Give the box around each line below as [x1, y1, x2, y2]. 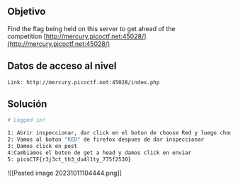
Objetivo [7, 6, 46, 18]
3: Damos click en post [7, 143, 78, 150]
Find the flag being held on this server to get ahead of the [7, 24, 176, 33]
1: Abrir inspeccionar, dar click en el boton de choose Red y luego [7, 130, 217, 137]
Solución [7, 98, 47, 110]
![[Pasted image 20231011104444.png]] [7, 168, 123, 177]
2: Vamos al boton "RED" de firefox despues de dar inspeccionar [7, 136, 204, 144]
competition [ [7, 32, 47, 40]
